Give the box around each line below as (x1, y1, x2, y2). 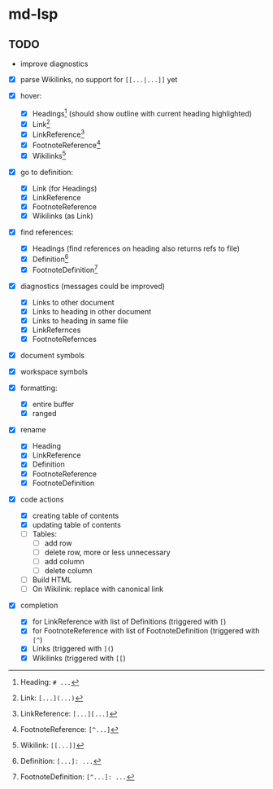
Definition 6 (32, 253, 69, 264)
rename (19, 425, 46, 435)
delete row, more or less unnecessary (44, 547, 171, 557)
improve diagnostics (19, 59, 89, 68)
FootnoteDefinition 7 (32, 263, 98, 274)
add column (44, 557, 84, 567)
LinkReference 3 (32, 128, 85, 139)
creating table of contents (32, 511, 119, 520)
